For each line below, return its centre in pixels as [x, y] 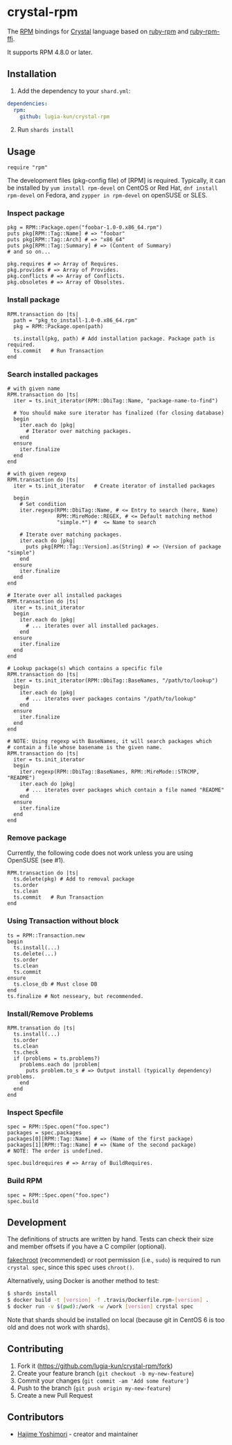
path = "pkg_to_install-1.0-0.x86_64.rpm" [75, 320]
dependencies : [28, 104]
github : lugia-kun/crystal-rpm [65, 116]
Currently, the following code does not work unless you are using [100, 853]
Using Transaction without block [63, 921]
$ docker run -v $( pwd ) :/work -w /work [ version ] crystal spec [100, 1307]
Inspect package [36, 213]
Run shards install [45, 130]
